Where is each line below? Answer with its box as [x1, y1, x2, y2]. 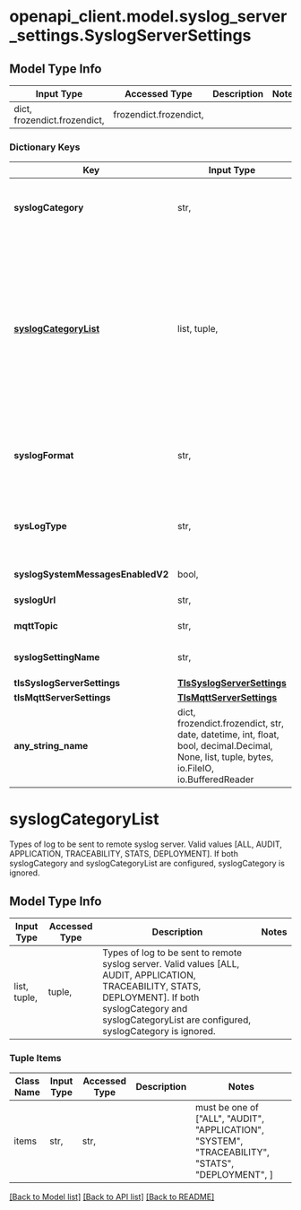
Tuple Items [9, 1051, 62, 1064]
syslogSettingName [13, 651, 100, 664]
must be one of [195, 1101, 260, 1114]
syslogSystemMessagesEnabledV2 [13, 568, 169, 580]
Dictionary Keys [9, 141, 81, 153]
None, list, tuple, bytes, [177, 751, 274, 763]
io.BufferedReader [177, 773, 254, 786]
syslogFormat [13, 449, 74, 462]
